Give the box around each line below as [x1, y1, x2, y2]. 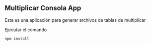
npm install [4, 36, 29, 41]
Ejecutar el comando [4, 27, 47, 33]
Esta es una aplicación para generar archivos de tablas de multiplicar [4, 17, 146, 23]
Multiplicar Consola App [4, 4, 81, 12]
